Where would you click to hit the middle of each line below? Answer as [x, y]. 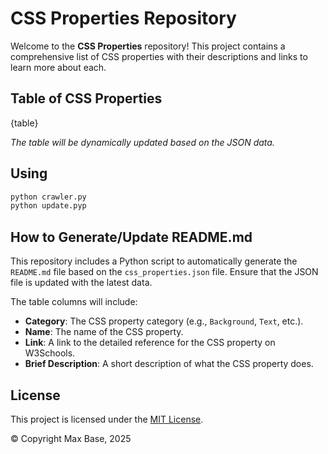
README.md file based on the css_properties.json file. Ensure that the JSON [164, 272]
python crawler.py [48, 197]
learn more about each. [58, 67]
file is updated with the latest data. [81, 283]
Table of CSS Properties [86, 98]
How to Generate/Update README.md [131, 237]
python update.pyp [48, 206]
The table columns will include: [74, 302]
